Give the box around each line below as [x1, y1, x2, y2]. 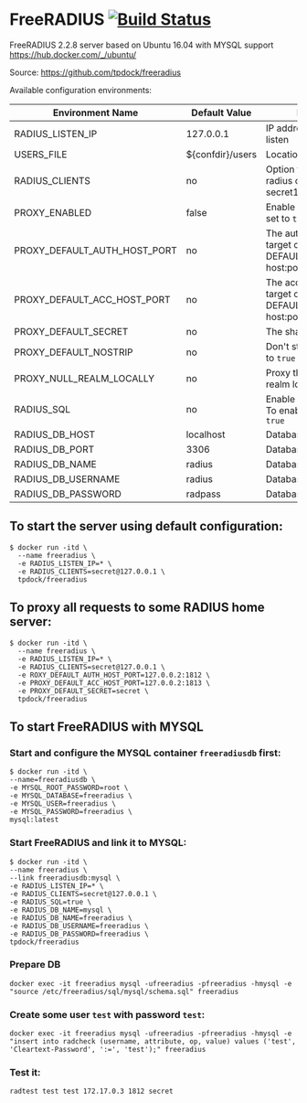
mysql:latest [9, 815, 59, 825]
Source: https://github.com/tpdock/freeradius [9, 67, 181, 78]
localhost [185, 428, 226, 441]
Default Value [191, 106, 252, 119]
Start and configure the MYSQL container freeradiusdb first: [9, 746, 281, 759]
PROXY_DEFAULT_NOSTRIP [14, 346, 133, 359]
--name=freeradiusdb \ [9, 776, 96, 785]
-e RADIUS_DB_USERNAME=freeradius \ [9, 921, 149, 930]
